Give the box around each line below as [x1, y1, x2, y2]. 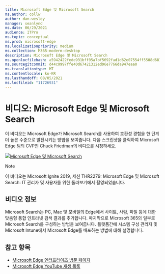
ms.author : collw [5, 12, 41, 17]
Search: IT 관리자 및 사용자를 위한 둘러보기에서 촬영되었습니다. [5, 179, 126, 185]
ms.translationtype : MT [5, 67, 54, 72]
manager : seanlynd [5, 21, 43, 26]
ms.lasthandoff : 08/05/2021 [5, 76, 63, 81]
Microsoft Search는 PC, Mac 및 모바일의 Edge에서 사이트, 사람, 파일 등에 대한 [5, 209, 156, 215]
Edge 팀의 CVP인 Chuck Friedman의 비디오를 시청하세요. [5, 143, 116, 149]
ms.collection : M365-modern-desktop [5, 48, 80, 53]
